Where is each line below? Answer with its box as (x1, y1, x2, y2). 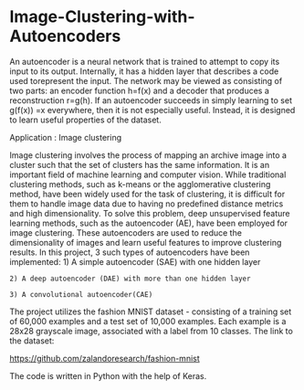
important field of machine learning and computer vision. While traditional (9, 169, 287, 180)
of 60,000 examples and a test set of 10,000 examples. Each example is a (9, 315, 287, 326)
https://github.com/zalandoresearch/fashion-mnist (9, 353, 201, 364)
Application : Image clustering (9, 132, 122, 142)
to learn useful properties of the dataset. (9, 114, 162, 125)
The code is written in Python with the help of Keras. (9, 370, 207, 381)
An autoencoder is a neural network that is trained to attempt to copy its (9, 56, 280, 67)
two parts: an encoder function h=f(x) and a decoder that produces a (9, 85, 269, 96)
